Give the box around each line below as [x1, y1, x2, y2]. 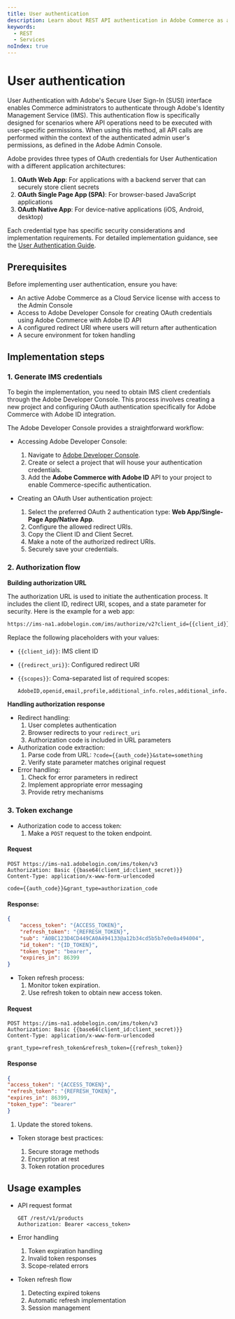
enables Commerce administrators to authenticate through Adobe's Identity [7, 103, 225, 112]
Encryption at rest [27, 1154, 80, 1163]
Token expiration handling [27, 1246, 103, 1255]
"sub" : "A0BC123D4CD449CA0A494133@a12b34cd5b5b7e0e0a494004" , [20, 934, 205, 942]
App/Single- [186, 508, 224, 516]
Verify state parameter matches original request [27, 758, 166, 767]
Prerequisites [7, 261, 67, 273]
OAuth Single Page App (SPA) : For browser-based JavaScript [17, 190, 197, 198]
